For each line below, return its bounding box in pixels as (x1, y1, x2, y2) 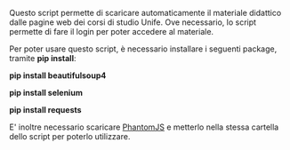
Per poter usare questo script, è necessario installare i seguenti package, (9, 43, 278, 54)
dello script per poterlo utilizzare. (9, 131, 131, 141)
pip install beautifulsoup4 (9, 70, 107, 81)
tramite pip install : (9, 53, 77, 63)
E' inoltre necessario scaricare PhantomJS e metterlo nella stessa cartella (9, 122, 279, 132)
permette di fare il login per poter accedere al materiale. (9, 27, 214, 36)
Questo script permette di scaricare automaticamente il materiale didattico (9, 8, 282, 18)
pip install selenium (9, 88, 83, 98)
